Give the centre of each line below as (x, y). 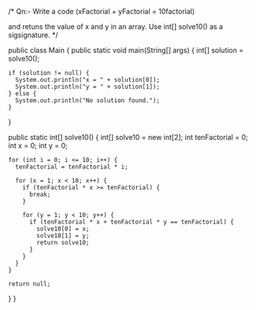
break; (40, 194)
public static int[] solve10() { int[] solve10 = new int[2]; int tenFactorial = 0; (128, 137)
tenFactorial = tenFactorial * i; (72, 167)
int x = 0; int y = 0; (38, 146)
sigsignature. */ (33, 35)
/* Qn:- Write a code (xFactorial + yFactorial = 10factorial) (102, 11)
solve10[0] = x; (63, 229)
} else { (22, 94)
